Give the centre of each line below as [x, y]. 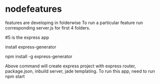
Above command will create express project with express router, [71, 66]
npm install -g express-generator [39, 56]
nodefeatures [34, 9]
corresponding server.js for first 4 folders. [48, 28]
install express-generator [31, 47]
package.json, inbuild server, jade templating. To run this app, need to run [80, 71]
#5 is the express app [27, 37]
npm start [15, 76]
